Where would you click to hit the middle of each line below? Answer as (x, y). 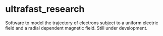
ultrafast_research (45, 9)
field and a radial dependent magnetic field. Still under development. (76, 28)
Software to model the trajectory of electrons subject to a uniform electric (82, 23)
